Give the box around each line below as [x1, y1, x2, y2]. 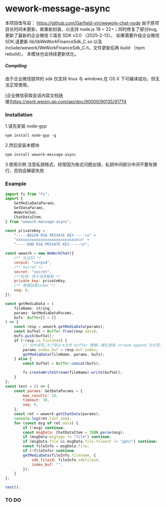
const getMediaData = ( [5, 301, 54, 306]
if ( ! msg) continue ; [23, 425, 65, 430]
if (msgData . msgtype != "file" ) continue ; [23, 434, 112, 440]
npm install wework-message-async [5, 152, 77, 157]
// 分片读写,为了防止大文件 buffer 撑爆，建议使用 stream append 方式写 [23, 343, 160, 348]
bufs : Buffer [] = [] [14, 315, 56, 320]
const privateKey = [5, 228, 45, 233]
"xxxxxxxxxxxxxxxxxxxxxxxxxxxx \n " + [14, 237, 90, 243]
